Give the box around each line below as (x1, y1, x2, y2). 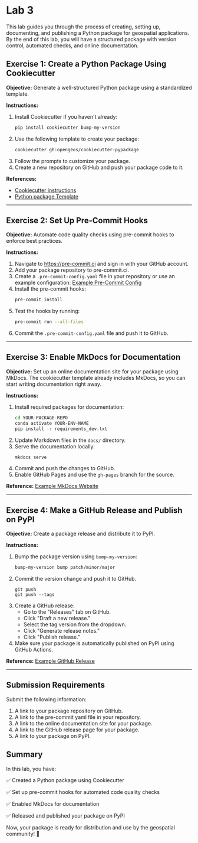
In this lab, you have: (6, 765, 57, 772)
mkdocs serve (14, 454, 47, 460)
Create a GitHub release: (14, 602, 75, 609)
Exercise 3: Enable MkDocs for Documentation (6, 352, 181, 362)
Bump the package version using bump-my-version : (14, 553, 137, 560)
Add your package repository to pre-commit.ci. (14, 266, 130, 274)
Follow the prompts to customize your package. (14, 157, 131, 164)
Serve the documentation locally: (14, 442, 95, 450)
